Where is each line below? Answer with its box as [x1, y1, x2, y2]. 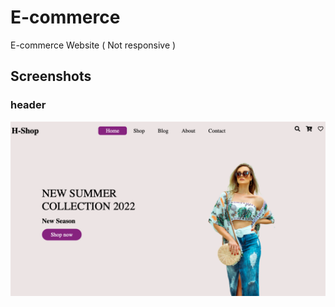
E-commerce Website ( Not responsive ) [10, 39, 177, 51]
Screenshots [10, 68, 92, 85]
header [10, 98, 47, 112]
